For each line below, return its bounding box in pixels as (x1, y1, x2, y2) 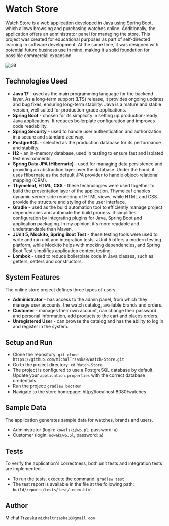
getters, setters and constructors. (12, 258, 83, 264)
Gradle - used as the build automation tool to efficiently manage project (12, 204, 162, 210)
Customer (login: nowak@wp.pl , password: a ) (12, 432, 104, 438)
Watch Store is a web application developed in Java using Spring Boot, (5, 20, 153, 26)
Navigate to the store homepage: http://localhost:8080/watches (12, 389, 146, 395)
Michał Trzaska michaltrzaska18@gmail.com (5, 515, 95, 521)
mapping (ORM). (12, 177, 47, 183)
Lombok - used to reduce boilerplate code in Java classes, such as (12, 253, 154, 259)
